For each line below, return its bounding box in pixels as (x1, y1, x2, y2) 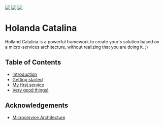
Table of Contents (5, 58, 62, 66)
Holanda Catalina (5, 23, 77, 34)
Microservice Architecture (12, 114, 66, 120)
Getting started (12, 76, 43, 82)
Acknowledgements (5, 101, 68, 110)
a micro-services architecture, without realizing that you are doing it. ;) (5, 44, 148, 50)
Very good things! (12, 87, 49, 93)
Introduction (12, 71, 37, 77)
